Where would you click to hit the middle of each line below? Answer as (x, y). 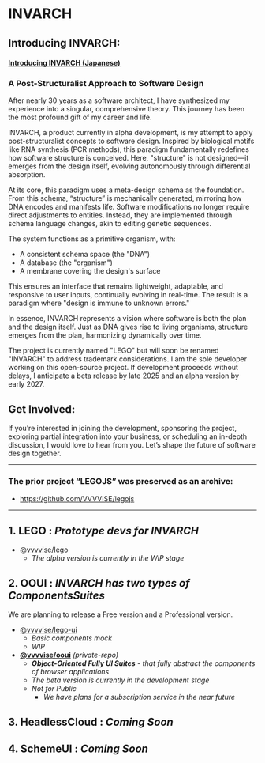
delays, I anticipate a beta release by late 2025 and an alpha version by (123, 376)
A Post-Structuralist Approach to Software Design (106, 84)
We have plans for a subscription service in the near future (139, 697)
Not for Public (54, 689)
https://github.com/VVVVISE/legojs (77, 498)
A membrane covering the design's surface (90, 271)
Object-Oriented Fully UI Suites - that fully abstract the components (143, 663)
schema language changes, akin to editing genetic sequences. (110, 224)
